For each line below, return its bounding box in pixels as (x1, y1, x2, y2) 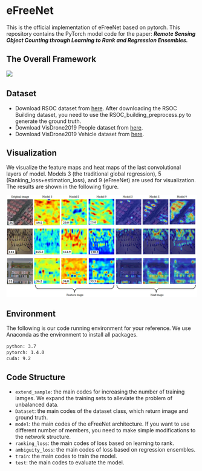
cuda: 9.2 (6, 355, 31, 362)
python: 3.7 (6, 343, 36, 350)
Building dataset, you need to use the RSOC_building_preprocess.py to (15, 111, 192, 118)
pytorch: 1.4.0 (6, 349, 45, 356)
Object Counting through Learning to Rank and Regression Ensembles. (6, 36, 189, 44)
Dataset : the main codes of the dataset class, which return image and (15, 407, 189, 415)
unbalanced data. (15, 401, 59, 409)
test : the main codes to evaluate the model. (15, 459, 125, 466)
